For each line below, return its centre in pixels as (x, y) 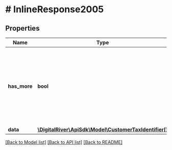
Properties (23, 28)
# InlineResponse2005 (55, 9)
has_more (20, 86)
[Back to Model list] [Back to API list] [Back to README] (64, 142)
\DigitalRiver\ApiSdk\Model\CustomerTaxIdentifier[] (103, 130)
